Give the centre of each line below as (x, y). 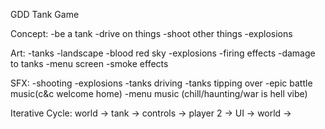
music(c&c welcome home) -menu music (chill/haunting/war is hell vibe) (159, 93)
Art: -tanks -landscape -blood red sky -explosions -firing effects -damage (163, 53)
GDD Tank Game (45, 14)
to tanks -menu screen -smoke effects (89, 63)
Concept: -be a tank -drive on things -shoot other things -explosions (151, 33)
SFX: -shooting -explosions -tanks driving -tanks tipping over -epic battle (161, 83)
